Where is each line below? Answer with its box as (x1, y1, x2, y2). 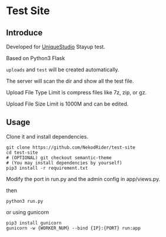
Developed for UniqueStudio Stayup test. (6, 43, 105, 50)
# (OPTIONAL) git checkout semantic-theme (6, 154, 112, 160)
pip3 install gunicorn (6, 220, 62, 226)
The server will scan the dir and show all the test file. (6, 78, 134, 84)
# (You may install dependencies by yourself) (6, 160, 122, 166)
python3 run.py (6, 198, 44, 204)
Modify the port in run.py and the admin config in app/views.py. (6, 175, 161, 182)
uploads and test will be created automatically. (6, 66, 119, 73)
